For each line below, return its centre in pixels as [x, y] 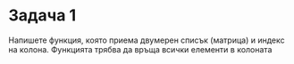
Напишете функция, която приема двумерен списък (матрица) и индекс [147, 40]
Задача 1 [42, 16]
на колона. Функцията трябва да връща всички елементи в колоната [140, 49]
